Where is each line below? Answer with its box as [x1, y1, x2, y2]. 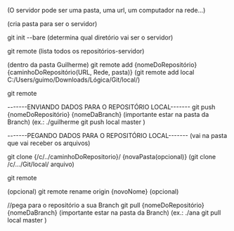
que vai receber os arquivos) [7, 139, 91, 147]
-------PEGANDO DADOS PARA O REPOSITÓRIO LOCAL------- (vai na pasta [7, 132, 228, 139]
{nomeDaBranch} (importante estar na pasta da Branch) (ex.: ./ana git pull [7, 208, 221, 217]
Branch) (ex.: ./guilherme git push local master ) [7, 118, 145, 126]
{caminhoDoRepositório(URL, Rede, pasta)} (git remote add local [7, 68, 195, 76]
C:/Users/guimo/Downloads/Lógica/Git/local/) [7, 75, 141, 84]
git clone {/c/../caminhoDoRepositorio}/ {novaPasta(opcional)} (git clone [7, 153, 216, 161]
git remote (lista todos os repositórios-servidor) [7, 47, 145, 55]
